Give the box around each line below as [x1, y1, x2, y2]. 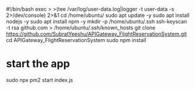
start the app [6, 57, 70, 70]
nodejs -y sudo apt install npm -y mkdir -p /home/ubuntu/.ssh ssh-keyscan [6, 18, 187, 25]
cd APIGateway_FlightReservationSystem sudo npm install [6, 37, 146, 43]
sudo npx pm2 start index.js [6, 76, 73, 83]
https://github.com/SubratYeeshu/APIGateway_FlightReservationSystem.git [6, 30, 187, 37]
